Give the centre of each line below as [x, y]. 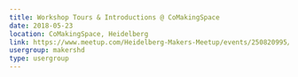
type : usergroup [39, 58]
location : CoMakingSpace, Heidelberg [79, 34]
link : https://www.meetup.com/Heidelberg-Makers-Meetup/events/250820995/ [150, 42]
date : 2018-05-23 [41, 26]
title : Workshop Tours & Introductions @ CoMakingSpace [114, 17]
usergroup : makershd [47, 50]
